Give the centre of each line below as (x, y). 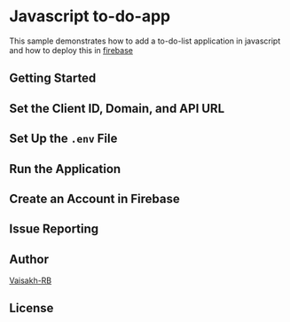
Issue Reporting (54, 229)
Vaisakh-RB (31, 280)
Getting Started (53, 79)
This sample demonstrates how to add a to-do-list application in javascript (145, 41)
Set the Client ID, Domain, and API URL (117, 108)
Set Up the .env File (63, 139)
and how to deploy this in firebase (71, 50)
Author (29, 259)
